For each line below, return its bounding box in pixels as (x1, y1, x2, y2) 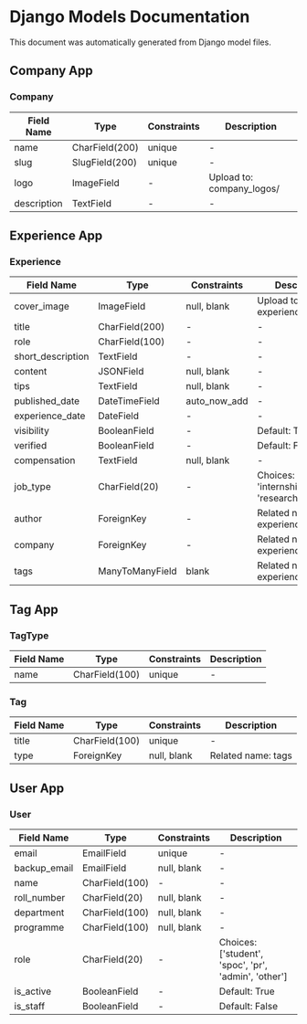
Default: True (218, 985, 276, 998)
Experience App (9, 228, 103, 244)
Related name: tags (209, 749, 292, 762)
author (14, 512, 43, 525)
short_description (14, 350, 90, 363)
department (14, 906, 65, 919)
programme (14, 921, 65, 934)
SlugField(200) (71, 155, 137, 168)
